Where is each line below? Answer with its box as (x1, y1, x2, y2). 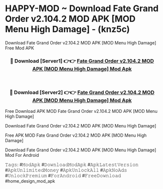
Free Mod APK (5, 45, 34, 51)
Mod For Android (5, 152, 39, 158)
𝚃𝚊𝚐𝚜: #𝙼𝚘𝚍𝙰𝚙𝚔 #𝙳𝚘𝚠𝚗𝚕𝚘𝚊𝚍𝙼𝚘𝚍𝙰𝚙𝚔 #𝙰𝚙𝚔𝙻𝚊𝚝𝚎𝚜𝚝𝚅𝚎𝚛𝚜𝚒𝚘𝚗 (5, 162, 139, 168)
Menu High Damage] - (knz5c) (5, 24, 130, 35)
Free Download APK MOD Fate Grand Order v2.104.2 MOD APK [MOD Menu (5, 108, 158, 114)
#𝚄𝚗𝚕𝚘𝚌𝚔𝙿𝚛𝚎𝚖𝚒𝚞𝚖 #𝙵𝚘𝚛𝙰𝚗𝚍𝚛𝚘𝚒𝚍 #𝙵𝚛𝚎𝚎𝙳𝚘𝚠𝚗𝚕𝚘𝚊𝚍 (5, 172, 121, 178)
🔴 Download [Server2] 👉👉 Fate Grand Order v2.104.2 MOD (9, 89, 155, 96)
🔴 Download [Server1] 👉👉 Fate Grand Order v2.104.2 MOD (10, 57, 154, 64)
